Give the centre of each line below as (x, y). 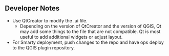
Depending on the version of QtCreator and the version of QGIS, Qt (91, 26)
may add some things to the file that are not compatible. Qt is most (90, 31)
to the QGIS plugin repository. (44, 47)
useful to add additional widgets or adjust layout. (71, 37)
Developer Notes (32, 8)
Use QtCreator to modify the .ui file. (50, 20)
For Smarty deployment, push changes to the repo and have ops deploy (88, 42)
